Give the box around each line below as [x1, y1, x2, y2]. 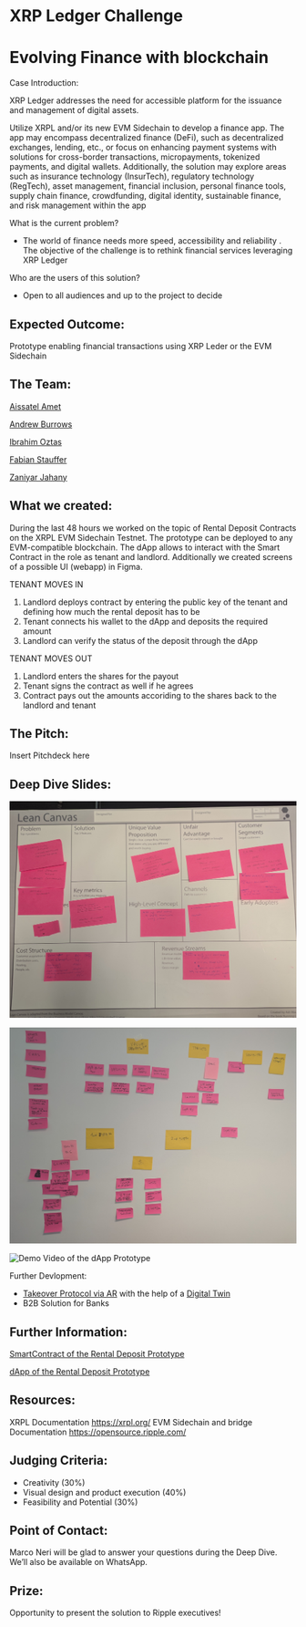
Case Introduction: [9, 78, 79, 88]
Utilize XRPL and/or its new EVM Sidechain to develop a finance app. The [9, 122, 285, 133]
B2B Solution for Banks [22, 1298, 109, 1309]
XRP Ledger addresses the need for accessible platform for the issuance [9, 95, 282, 106]
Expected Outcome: [9, 316, 125, 332]
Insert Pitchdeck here [9, 750, 90, 762]
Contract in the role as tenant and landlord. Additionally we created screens [9, 551, 293, 562]
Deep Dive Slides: [9, 776, 112, 792]
